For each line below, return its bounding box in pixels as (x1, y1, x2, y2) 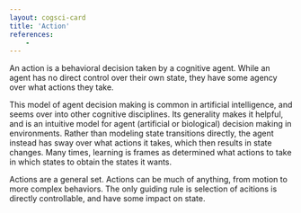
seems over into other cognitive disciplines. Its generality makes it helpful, (9, 109, 284, 120)
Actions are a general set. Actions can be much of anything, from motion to (9, 174, 288, 185)
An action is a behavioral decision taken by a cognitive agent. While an (9, 63, 271, 74)
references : (9, 30, 54, 39)
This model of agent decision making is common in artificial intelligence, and (9, 100, 293, 111)
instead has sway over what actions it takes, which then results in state (9, 138, 272, 148)
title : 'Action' (9, 22, 70, 31)
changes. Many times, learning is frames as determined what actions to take (9, 147, 292, 158)
